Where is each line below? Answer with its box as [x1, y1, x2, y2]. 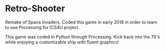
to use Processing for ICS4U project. [5, 24, 80, 30]
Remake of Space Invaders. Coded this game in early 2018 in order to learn [5, 19, 158, 25]
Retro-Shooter [5, 3, 66, 14]
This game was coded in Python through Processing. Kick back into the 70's [5, 34, 160, 40]
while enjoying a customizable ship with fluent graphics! [5, 39, 119, 45]
